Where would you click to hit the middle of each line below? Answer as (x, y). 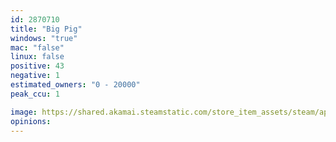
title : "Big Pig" (46, 29)
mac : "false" (37, 47)
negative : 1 (35, 76)
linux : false (37, 57)
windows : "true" (44, 38)
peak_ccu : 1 (35, 94)
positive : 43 (37, 66)
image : (24, 112)
